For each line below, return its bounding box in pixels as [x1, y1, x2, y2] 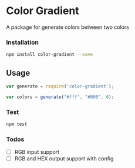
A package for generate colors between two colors [6, 23, 129, 31]
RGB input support [14, 149, 60, 156]
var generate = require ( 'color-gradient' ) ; [6, 83, 114, 89]
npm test [6, 121, 28, 127]
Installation [6, 38, 39, 46]
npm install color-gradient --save [6, 52, 93, 58]
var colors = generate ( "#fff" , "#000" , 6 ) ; [6, 94, 114, 100]
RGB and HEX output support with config [14, 155, 114, 162]
